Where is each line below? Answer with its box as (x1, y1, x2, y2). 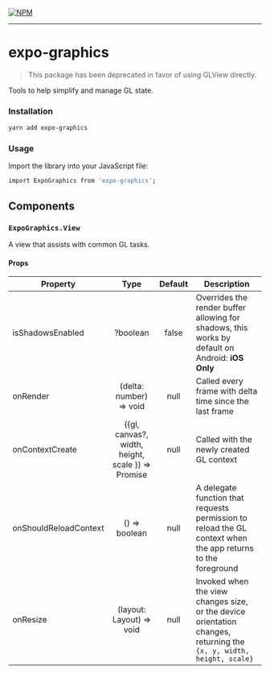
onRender (12, 391, 50, 402)
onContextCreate (12, 444, 78, 455)
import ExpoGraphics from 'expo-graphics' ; (8, 177, 157, 185)
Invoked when (195, 576, 249, 587)
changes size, (195, 596, 248, 607)
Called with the (195, 434, 253, 445)
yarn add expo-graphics (8, 124, 88, 132)
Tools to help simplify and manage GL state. (8, 85, 154, 95)
